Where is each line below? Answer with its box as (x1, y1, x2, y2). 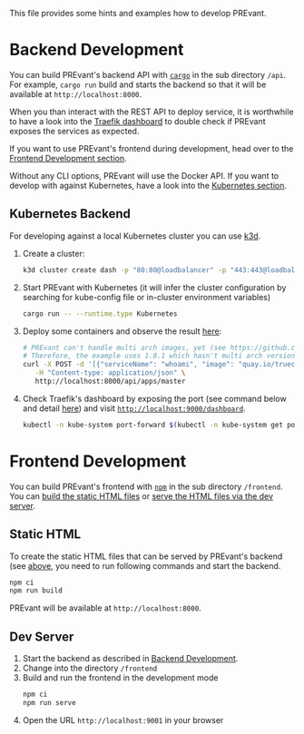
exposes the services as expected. (9, 125, 140, 136)
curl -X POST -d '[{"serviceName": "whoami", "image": (22, 360, 235, 369)
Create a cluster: (22, 248, 85, 259)
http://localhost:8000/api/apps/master (34, 377, 186, 386)
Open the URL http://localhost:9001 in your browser (22, 714, 224, 725)
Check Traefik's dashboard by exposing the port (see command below (22, 393, 288, 404)
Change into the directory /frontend (22, 662, 158, 674)
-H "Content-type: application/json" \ (34, 368, 186, 377)
